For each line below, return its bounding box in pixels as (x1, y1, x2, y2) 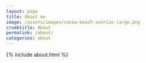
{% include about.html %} (6, 51, 69, 58)
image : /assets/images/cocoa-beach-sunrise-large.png (6, 19, 141, 25)
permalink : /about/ (6, 30, 54, 36)
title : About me (6, 14, 46, 20)
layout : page (6, 8, 38, 14)
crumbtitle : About (6, 24, 51, 31)
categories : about (6, 35, 51, 41)
